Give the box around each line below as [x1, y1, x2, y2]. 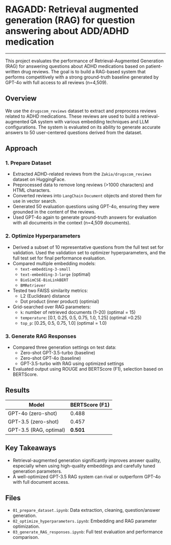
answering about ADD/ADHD [5, 25, 129, 37]
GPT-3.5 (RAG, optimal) [8, 426, 66, 433]
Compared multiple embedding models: [12, 260, 96, 266]
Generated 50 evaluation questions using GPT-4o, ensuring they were [12, 203, 160, 210]
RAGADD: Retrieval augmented [5, 4, 139, 15]
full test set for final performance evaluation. [12, 255, 106, 261]
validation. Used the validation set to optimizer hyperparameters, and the [12, 249, 166, 255]
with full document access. [12, 479, 70, 485]
